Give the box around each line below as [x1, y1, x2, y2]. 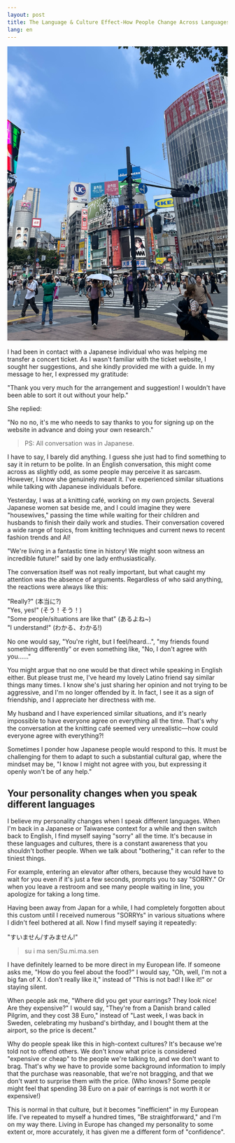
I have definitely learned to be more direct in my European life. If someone [7, 960, 221, 969]
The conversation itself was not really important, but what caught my [7, 567, 206, 576]
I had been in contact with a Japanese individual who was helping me [7, 347, 208, 356]
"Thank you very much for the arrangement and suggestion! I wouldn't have [7, 383, 226, 392]
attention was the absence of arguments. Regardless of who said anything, [7, 575, 223, 583]
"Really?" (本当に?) [7, 597, 62, 605]
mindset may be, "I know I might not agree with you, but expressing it [7, 760, 207, 768]
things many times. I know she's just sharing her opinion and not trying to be [7, 680, 227, 689]
